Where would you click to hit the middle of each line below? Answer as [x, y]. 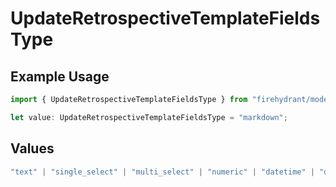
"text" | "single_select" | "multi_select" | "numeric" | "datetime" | [163, 172]
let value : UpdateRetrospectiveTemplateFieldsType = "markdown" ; [149, 117]
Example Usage [60, 76]
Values [32, 148]
